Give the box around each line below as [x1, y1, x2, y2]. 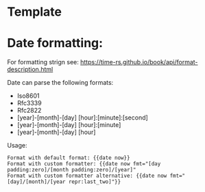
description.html [7, 66, 53, 74]
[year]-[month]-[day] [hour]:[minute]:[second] [16, 113, 149, 122]
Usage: [7, 141, 27, 150]
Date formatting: [7, 36, 104, 51]
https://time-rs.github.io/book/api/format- [80, 58, 198, 66]
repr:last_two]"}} [68, 178, 121, 185]
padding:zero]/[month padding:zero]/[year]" [7, 167, 136, 174]
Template [7, 4, 62, 20]
